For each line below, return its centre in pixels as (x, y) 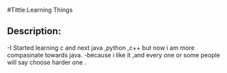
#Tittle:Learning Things (40, 10)
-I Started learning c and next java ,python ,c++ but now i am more (101, 48)
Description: (34, 31)
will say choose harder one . (47, 62)
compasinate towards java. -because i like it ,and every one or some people (114, 55)
